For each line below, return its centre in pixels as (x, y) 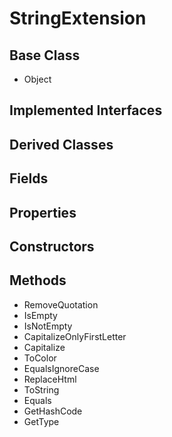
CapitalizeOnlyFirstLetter (75, 336)
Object (37, 79)
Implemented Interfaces (86, 110)
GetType (41, 421)
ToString (41, 389)
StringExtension (78, 18)
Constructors (52, 246)
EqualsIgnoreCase (61, 368)
